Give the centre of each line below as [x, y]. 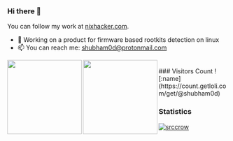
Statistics [175, 112]
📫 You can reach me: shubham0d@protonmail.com [92, 47]
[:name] [170, 79]
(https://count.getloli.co [192, 86]
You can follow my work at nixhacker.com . [68, 27]
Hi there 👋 [24, 11]
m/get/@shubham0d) [189, 94]
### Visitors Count [186, 71]
